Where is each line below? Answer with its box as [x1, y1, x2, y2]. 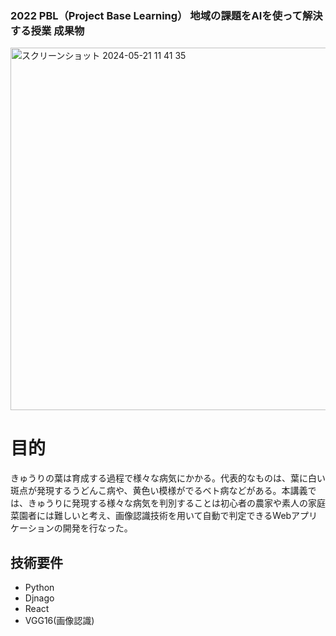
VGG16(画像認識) [24, 615, 95, 627]
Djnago [24, 592, 55, 604]
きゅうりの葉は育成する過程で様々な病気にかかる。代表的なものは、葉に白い [10, 472, 326, 484]
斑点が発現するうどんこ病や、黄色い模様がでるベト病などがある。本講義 [10, 485, 308, 497]
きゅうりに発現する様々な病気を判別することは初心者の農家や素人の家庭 [27, 497, 326, 509]
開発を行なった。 [62, 522, 133, 534]
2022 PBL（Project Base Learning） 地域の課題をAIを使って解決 [10, 8, 323, 22]
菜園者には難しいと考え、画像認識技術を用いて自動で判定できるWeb [10, 510, 292, 522]
